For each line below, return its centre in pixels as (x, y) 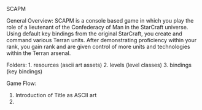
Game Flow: (21, 83)
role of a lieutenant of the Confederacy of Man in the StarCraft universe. (97, 27)
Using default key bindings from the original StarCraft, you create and (94, 34)
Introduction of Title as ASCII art (56, 95)
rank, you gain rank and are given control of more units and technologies (98, 46)
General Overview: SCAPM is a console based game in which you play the (100, 20)
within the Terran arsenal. (39, 53)
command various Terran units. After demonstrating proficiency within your (102, 40)
